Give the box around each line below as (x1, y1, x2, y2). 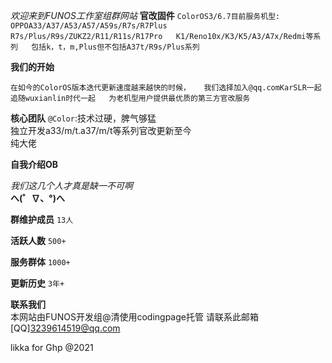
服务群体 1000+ (10, 256, 71, 268)
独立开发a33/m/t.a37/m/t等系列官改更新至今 (10, 125, 192, 136)
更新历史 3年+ (10, 277, 65, 289)
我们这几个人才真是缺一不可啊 (10, 180, 133, 191)
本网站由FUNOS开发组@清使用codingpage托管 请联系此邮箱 (10, 311, 259, 323)
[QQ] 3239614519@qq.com (10, 322, 121, 334)
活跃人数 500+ (10, 235, 67, 246)
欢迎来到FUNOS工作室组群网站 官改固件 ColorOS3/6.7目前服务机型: (10, 10, 281, 21)
